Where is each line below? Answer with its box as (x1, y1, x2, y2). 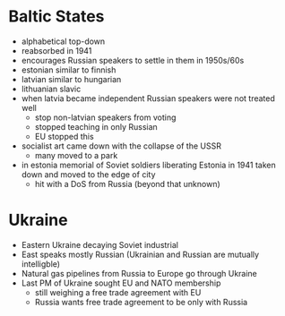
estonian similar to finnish (21, 64, 117, 75)
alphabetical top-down (21, 36, 106, 47)
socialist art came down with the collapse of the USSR (21, 141, 221, 151)
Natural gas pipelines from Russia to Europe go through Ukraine (21, 268, 257, 278)
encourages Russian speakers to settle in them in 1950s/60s (21, 55, 245, 65)
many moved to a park (34, 149, 118, 160)
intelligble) (21, 258, 60, 269)
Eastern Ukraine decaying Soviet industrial (21, 239, 178, 250)
